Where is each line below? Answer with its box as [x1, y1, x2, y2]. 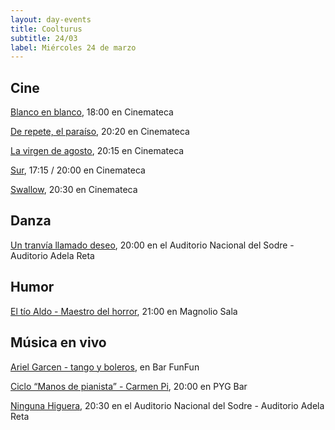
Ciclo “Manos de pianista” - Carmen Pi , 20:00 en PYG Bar [10, 380, 248, 392]
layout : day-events [10, 14, 92, 25]
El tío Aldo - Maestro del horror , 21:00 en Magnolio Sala [10, 305, 238, 317]
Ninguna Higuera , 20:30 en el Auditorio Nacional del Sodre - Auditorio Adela [10, 399, 325, 411]
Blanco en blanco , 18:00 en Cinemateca [10, 106, 174, 118]
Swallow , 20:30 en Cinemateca [10, 184, 138, 196]
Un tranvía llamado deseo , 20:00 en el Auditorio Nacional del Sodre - [10, 239, 295, 251]
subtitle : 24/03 [10, 33, 78, 43]
